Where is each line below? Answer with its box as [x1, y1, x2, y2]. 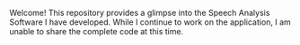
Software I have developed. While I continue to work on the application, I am [9, 17, 292, 27]
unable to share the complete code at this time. [9, 26, 184, 36]
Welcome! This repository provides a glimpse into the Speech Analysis [9, 8, 270, 18]
